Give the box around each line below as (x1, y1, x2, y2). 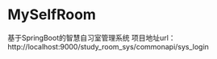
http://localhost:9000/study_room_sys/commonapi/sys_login (7, 41, 209, 51)
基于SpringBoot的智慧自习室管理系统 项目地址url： (7, 33, 176, 42)
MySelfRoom (7, 6, 96, 24)
